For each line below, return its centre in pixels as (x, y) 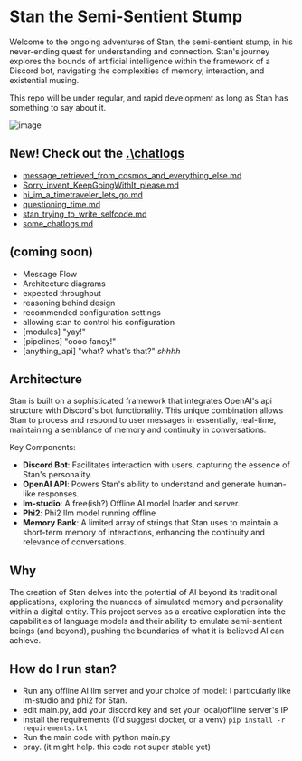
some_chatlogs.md (57, 223)
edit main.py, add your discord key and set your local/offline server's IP (155, 710)
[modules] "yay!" (54, 332)
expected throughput (61, 293)
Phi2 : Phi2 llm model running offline (89, 513)
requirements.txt (55, 728)
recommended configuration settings (91, 312)
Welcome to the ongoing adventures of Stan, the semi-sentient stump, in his (151, 42)
